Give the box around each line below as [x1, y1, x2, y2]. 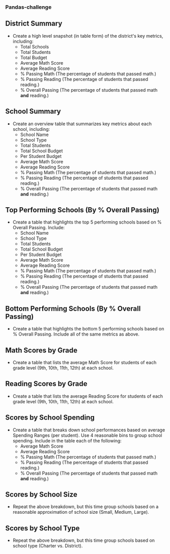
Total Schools [20, 43, 49, 49]
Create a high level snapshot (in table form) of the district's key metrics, [12, 33, 163, 39]
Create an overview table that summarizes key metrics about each [12, 121, 152, 127]
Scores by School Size [5, 490, 77, 498]
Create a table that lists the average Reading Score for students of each [12, 393, 163, 399]
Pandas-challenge [5, 4, 52, 11]
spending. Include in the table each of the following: [12, 437, 122, 444]
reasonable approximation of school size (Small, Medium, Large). [12, 509, 149, 515]
